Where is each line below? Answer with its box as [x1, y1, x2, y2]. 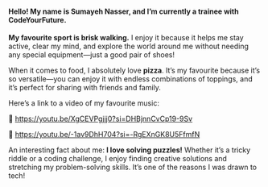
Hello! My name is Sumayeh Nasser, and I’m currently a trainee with [8, 6, 239, 16]
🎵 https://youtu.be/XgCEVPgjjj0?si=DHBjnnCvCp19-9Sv [8, 114, 193, 124]
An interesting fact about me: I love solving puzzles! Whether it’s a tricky [8, 145, 251, 155]
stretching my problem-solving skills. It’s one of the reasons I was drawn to [8, 162, 258, 172]
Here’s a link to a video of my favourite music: [8, 98, 159, 108]
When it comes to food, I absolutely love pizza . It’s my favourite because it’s [8, 65, 260, 76]
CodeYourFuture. [8, 15, 67, 24]
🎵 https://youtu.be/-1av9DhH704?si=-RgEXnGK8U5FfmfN [8, 130, 200, 139]
